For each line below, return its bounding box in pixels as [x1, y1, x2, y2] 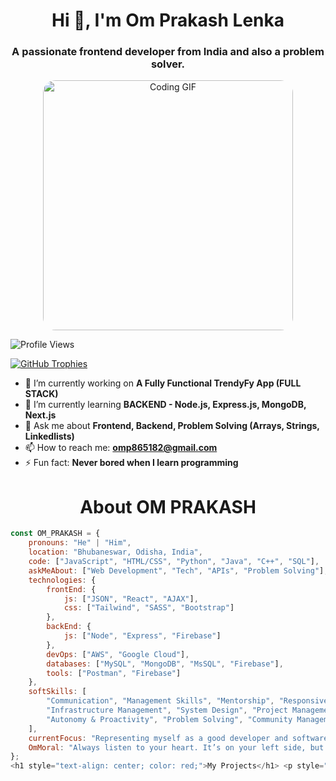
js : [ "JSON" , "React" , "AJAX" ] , [63, 594, 199, 604]
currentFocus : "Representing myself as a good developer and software [28, 733, 329, 743]
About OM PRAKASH [79, 495, 257, 518]
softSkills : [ [28, 687, 87, 697]
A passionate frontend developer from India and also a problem [11, 45, 325, 59]
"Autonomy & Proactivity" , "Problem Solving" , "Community [46, 714, 293, 724]
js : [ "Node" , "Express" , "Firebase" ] [63, 631, 222, 641]
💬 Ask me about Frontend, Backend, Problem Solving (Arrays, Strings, [24, 420, 320, 432]
